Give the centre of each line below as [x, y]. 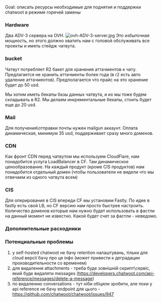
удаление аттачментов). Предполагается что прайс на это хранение [77, 80]
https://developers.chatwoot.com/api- [116, 273]
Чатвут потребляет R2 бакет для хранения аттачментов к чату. [71, 69]
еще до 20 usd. [21, 105]
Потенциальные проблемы [39, 242]
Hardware [17, 25]
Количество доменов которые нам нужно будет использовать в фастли [80, 211]
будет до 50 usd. [22, 85]
